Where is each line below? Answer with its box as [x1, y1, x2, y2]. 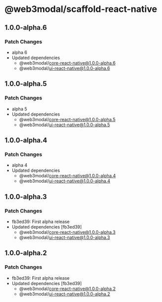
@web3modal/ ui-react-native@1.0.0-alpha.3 [19, 234, 110, 240]
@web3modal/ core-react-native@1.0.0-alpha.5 [19, 116, 116, 122]
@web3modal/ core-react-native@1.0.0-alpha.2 [19, 286, 116, 292]
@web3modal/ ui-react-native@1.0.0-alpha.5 [19, 122, 110, 128]
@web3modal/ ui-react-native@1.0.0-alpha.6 [19, 65, 110, 71]
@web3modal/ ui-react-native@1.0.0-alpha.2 [19, 291, 110, 297]
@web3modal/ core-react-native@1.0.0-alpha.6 [19, 60, 116, 66]
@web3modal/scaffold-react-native [4, 3, 157, 15]
